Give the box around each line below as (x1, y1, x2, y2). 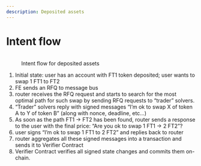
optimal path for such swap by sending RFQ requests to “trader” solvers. (14, 96, 195, 104)
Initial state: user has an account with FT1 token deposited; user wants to (14, 71, 195, 79)
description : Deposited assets (6, 8, 85, 15)
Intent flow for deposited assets (21, 59, 100, 67)
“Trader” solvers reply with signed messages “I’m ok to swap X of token (14, 103, 193, 110)
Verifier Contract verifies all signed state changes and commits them (14, 147, 185, 155)
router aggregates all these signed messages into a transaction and (14, 135, 182, 142)
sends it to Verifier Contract (14, 141, 84, 149)
